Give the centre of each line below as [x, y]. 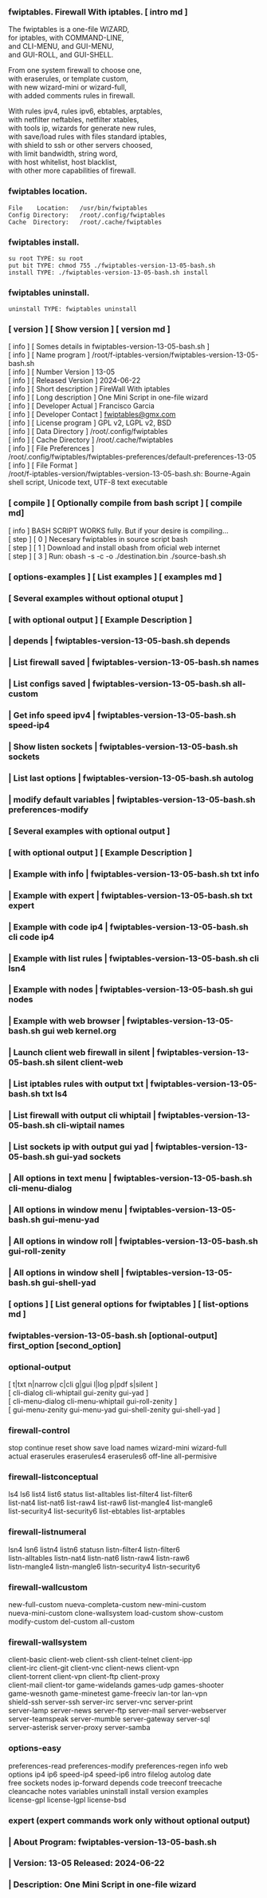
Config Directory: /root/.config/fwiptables [87, 215]
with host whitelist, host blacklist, [63, 162]
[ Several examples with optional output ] [89, 831]
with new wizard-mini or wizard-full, [68, 87]
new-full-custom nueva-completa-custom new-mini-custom [108, 1605]
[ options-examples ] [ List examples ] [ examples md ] [115, 576]
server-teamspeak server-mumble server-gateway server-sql [109, 1719]
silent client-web [90, 1063]
